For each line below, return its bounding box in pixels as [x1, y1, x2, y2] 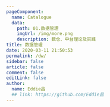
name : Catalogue [11, 14, 52, 20]
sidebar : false [6, 58, 44, 64]
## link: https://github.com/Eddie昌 [11, 92, 104, 97]
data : [11, 20, 26, 26]
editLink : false [6, 75, 46, 81]
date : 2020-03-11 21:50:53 [6, 48, 73, 53]
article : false [6, 64, 44, 70]
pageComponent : [6, 8, 44, 15]
